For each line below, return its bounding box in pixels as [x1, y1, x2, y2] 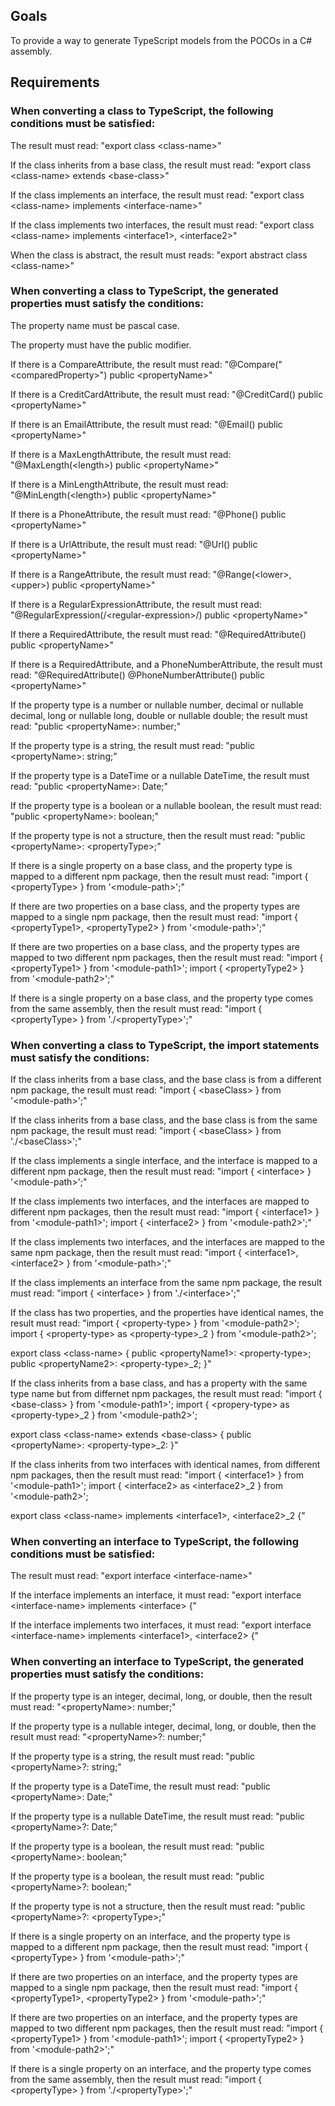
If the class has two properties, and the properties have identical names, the [10, 1307, 324, 1319]
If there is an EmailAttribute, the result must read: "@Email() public [10, 418, 283, 430]
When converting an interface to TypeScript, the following [10, 1535, 300, 1549]
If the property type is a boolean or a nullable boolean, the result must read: [10, 799, 322, 811]
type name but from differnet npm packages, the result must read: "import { [10, 1388, 323, 1400]
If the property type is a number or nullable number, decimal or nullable [10, 699, 304, 711]
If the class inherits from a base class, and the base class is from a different [10, 1074, 322, 1086]
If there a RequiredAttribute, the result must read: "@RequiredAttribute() [10, 628, 307, 640]
